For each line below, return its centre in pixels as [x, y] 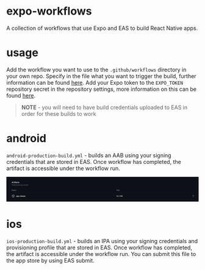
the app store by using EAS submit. [50, 260]
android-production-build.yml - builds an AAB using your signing [89, 155]
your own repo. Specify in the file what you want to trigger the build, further [101, 76]
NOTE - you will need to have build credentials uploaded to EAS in [104, 107]
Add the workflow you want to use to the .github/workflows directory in [96, 69]
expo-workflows [49, 11]
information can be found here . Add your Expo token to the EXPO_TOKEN [95, 82]
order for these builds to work [59, 113]
